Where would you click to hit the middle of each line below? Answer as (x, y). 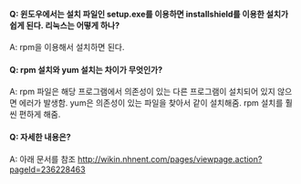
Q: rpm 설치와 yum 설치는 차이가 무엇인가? (86, 69)
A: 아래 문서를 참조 (42, 158)
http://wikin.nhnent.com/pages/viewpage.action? (170, 158)
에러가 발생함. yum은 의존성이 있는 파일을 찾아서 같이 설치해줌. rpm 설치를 (151, 103)
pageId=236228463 (47, 169)
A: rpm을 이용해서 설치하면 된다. (67, 47)
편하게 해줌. (40, 115)
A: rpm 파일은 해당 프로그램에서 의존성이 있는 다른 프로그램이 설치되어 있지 (142, 92)
